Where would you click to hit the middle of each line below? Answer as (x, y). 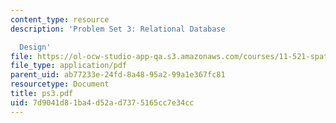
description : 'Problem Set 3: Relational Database (118, 29)
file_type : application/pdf (69, 66)
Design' (35, 47)
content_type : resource (60, 19)
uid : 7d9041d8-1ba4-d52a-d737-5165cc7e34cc (102, 102)
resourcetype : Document (60, 84)
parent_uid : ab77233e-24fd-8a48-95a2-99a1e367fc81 (118, 75)
